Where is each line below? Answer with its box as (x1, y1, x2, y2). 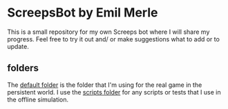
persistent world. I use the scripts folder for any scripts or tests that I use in (7, 88, 221, 96)
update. (7, 42, 29, 50)
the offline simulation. (7, 95, 69, 103)
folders (7, 62, 39, 74)
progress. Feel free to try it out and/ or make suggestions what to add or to (7, 34, 220, 43)
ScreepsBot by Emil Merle (7, 5, 158, 21)
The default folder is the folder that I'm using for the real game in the (7, 81, 202, 89)
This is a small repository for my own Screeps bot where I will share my (7, 28, 210, 36)
